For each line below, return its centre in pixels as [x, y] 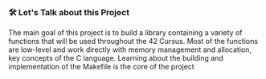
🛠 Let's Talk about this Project [69, 12]
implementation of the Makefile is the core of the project [101, 67]
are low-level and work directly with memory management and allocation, [130, 49]
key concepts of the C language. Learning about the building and [116, 58]
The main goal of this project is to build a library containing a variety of [125, 33]
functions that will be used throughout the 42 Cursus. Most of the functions [133, 41]
